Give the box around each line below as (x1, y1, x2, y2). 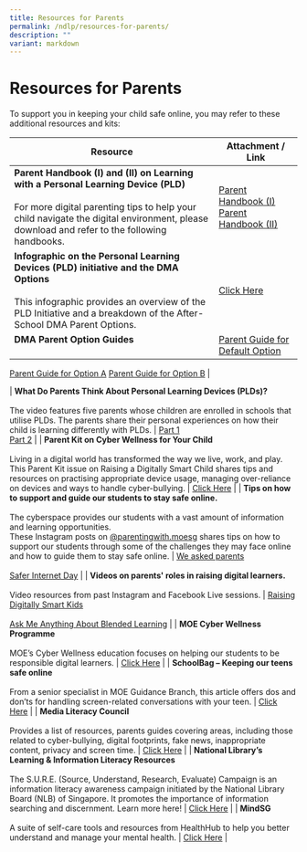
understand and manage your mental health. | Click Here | (9, 832, 228, 843)
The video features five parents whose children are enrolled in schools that (9, 405, 292, 416)
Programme (9, 628, 56, 639)
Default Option (218, 344, 281, 357)
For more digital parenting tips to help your (14, 201, 196, 214)
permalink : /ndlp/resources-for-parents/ (9, 22, 170, 31)
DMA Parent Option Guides (14, 333, 134, 346)
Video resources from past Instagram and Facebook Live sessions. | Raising (9, 590, 295, 601)
